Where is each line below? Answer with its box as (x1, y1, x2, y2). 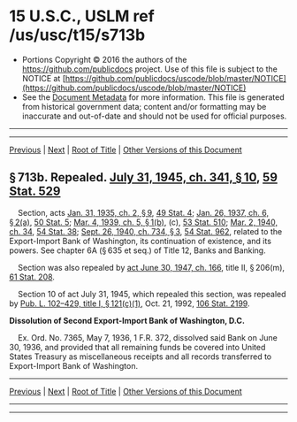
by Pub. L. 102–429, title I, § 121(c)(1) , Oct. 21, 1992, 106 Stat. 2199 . (9, 298, 250, 309)
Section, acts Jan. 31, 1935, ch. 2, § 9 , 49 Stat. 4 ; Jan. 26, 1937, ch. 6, (17, 207, 270, 218)
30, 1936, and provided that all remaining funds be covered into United (9, 341, 266, 352)
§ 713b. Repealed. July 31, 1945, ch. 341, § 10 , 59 (9, 170, 278, 185)
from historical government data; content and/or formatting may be (21, 101, 267, 111)
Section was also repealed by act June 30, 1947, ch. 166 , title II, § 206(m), (17, 262, 286, 272)
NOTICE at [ (21, 73, 66, 83)
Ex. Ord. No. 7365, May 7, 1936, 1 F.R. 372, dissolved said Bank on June (17, 332, 278, 342)
